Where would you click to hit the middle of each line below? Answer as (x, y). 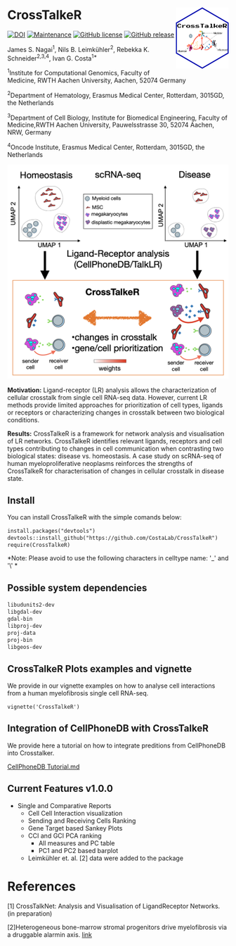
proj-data (22, 633)
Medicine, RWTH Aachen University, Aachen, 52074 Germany (97, 80)
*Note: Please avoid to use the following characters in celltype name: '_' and (118, 558)
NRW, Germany (29, 132)
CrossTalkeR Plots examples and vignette (100, 669)
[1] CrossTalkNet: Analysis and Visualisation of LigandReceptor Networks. (114, 906)
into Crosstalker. (31, 752)
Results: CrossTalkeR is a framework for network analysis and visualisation (116, 434)
